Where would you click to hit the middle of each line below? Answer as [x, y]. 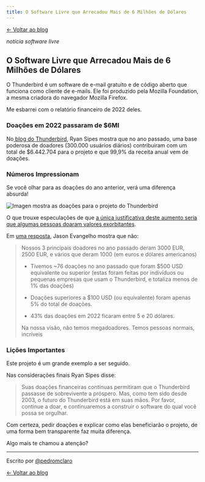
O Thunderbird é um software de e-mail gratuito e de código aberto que [97, 85]
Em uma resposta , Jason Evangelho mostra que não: [73, 236]
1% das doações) [52, 286]
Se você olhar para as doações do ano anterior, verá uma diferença [91, 188]
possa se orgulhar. [45, 413]
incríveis [32, 335]
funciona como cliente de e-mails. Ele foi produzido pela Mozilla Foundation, [103, 91]
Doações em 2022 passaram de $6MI [63, 125]
